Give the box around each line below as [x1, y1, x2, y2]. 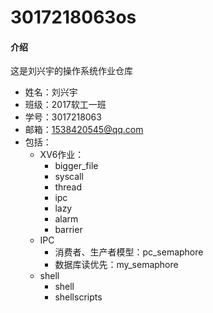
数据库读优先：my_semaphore [54, 259, 179, 271]
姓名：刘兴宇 [24, 86, 78, 98]
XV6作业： [39, 149, 85, 161]
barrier [54, 224, 83, 236]
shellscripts [54, 291, 103, 303]
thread [54, 181, 83, 193]
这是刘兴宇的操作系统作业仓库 [10, 65, 133, 77]
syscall [54, 171, 84, 183]
